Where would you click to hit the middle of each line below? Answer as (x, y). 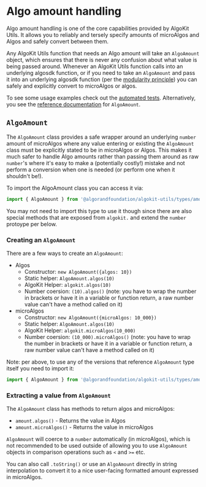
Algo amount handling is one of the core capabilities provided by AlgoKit (98, 28)
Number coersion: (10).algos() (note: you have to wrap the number (110, 291)
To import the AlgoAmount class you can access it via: (75, 188)
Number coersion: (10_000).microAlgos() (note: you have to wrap (108, 337)
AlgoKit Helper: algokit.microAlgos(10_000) (80, 330)
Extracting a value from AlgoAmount (59, 395)
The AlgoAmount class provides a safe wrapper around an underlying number (101, 137)
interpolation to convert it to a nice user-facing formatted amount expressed (102, 470)
